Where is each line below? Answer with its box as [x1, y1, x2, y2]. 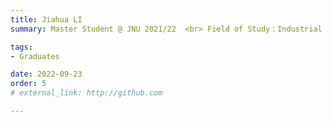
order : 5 [10, 79, 47, 89]
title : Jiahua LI [10, 14, 83, 25]
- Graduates [10, 51, 60, 61]
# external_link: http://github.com [10, 88, 163, 98]
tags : [10, 42, 33, 52]
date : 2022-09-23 [10, 69, 83, 80]
